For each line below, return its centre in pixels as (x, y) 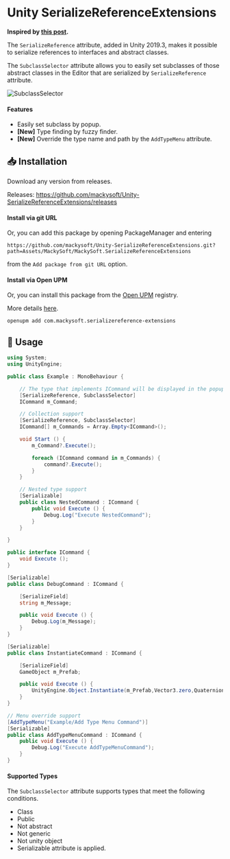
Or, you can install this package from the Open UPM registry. (93, 295)
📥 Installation (37, 162)
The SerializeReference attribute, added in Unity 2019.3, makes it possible (112, 45)
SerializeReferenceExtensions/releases (62, 202)
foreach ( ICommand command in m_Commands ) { (96, 458)
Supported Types (33, 776)
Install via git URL (32, 217)
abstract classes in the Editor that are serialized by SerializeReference (107, 73)
